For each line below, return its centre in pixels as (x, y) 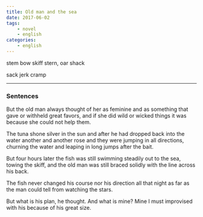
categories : (21, 40)
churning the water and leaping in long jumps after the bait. (80, 147)
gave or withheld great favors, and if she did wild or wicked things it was (96, 116)
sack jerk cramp (26, 75)
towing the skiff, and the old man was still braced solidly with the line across (101, 165)
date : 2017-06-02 (28, 18)
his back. (18, 172)
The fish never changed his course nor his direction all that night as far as (98, 183)
